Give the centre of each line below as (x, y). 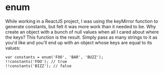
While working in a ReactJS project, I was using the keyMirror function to (82, 21)
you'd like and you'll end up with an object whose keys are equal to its (79, 42)
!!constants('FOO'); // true (36, 61)
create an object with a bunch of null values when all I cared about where (82, 32)
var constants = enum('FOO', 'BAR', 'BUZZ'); (54, 57)
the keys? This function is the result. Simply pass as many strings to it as (81, 37)
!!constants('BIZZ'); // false (38, 66)
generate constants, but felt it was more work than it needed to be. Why (81, 26)
